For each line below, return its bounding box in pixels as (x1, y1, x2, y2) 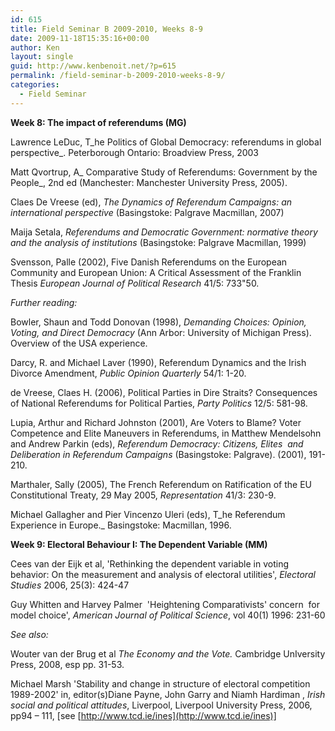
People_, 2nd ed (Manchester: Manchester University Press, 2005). (10, 176, 288, 188)
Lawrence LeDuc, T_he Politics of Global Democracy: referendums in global (10, 136, 322, 148)
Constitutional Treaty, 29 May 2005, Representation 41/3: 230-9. (10, 489, 277, 501)
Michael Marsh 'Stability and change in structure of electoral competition (10, 677, 311, 690)
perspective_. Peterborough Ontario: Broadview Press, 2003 (10, 146, 259, 158)
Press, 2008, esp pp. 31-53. (10, 658, 125, 670)
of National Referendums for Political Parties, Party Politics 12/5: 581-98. (10, 397, 308, 409)
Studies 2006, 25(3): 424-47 (10, 579, 130, 591)
